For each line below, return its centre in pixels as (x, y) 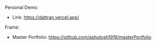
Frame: (12, 27)
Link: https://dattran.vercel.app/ (46, 17)
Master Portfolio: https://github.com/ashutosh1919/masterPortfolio (82, 37)
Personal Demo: (22, 7)
